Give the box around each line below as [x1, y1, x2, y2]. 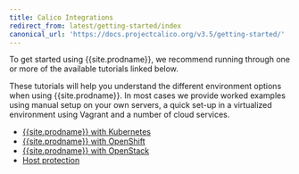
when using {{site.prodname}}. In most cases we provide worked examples [9, 90, 286, 101]
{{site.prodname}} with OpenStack [21, 145, 150, 156]
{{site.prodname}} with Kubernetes [21, 127, 152, 137]
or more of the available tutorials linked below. [9, 63, 179, 74]
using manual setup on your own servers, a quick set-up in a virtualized [9, 100, 272, 111]
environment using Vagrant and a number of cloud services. [9, 109, 230, 120]
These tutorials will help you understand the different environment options [9, 81, 282, 92]
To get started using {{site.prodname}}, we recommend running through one [9, 54, 290, 65]
